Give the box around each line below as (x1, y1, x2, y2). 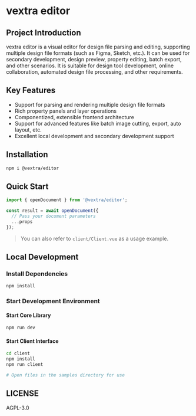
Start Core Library (6, 312, 51, 319)
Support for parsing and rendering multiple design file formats (14, 101, 165, 108)
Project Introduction (6, 28, 81, 38)
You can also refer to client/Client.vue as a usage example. (20, 235, 169, 242)
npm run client (6, 362, 44, 368)
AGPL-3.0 (6, 404, 29, 411)
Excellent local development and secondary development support (14, 132, 174, 139)
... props (11, 218, 33, 225)
